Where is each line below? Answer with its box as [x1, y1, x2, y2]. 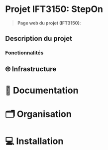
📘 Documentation [5, 85, 79, 96]
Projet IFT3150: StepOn [5, 3, 104, 15]
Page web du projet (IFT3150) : [17, 20, 81, 26]
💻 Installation [5, 136, 64, 147]
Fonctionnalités [5, 49, 44, 56]
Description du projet [5, 34, 73, 43]
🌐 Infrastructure [5, 65, 57, 73]
